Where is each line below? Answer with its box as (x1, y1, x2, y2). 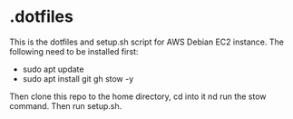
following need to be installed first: (9, 45, 139, 56)
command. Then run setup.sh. (9, 100, 122, 111)
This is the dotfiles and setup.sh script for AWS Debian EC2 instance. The (9, 36, 284, 47)
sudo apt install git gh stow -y (22, 73, 134, 84)
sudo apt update (22, 64, 84, 74)
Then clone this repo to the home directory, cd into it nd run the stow (9, 91, 267, 102)
